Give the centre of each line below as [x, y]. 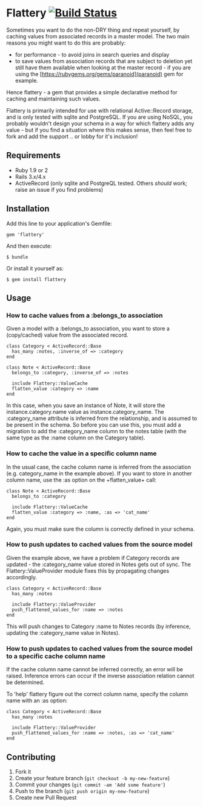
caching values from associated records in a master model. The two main [98, 36]
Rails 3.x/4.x [31, 176]
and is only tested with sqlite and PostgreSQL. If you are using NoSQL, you [99, 117]
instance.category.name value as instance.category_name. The [85, 412]
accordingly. [22, 577]
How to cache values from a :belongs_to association [85, 315]
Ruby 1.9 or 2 [32, 170]
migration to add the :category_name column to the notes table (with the [96, 431]
